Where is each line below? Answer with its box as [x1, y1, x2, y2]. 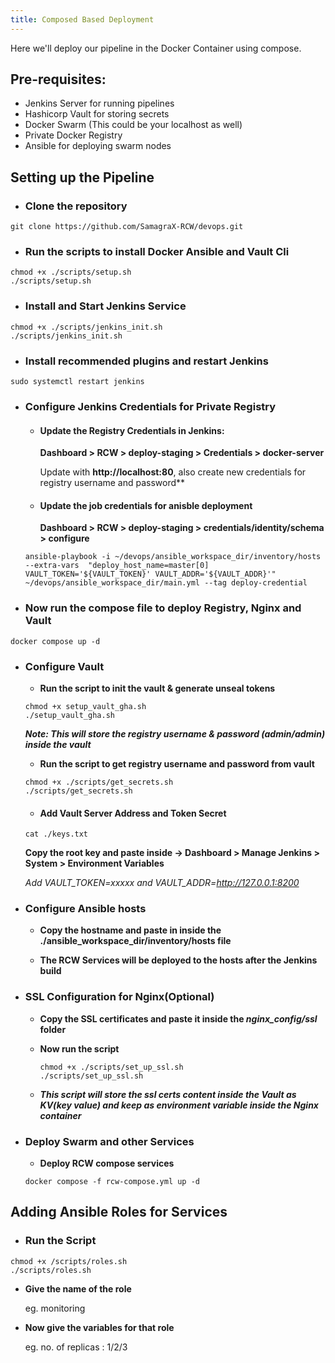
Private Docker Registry [24, 129, 123, 141]
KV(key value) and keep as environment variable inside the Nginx [39, 1099, 319, 1111]
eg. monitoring [24, 1302, 86, 1314]
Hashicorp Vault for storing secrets [24, 108, 170, 120]
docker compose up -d [10, 636, 101, 646]
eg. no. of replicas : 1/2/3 [24, 1341, 128, 1353]
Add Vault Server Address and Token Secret [39, 807, 227, 819]
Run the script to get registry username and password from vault [39, 757, 315, 770]
